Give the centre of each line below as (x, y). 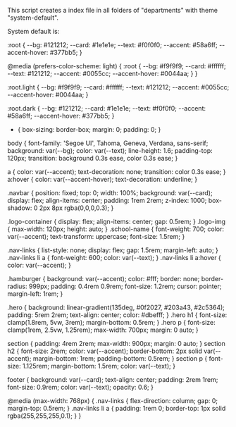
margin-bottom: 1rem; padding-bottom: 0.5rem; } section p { (120, 358)
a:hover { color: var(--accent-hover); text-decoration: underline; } (103, 179)
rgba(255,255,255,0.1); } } (44, 416)
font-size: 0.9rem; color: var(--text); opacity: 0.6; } (80, 387)
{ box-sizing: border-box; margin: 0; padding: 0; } (89, 129)
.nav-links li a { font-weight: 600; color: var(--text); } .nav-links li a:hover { (114, 258)
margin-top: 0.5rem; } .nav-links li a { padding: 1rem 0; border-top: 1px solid (117, 408)
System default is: (33, 31)
